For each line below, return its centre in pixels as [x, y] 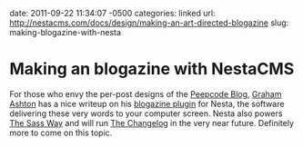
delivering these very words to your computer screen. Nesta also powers [146, 113]
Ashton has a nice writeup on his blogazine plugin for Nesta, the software [147, 103]
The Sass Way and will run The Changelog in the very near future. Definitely [151, 122]
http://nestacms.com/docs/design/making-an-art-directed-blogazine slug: [149, 23]
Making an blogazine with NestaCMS [152, 69]
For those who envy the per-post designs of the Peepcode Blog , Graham [146, 93]
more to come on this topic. [61, 132]
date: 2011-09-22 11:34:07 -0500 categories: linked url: [112, 13]
